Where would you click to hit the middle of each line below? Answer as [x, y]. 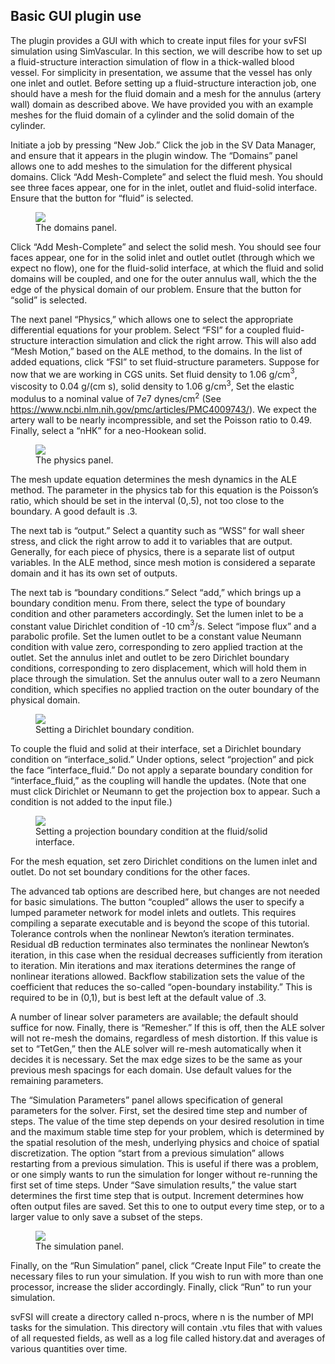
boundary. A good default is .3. [74, 511]
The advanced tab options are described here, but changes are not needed [165, 891]
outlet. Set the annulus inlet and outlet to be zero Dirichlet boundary [150, 658]
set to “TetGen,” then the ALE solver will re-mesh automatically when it [156, 1049]
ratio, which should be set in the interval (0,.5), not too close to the [147, 500]
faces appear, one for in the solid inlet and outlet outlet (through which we [162, 257]
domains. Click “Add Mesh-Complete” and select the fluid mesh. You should [166, 176]
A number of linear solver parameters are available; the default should [154, 1017]
